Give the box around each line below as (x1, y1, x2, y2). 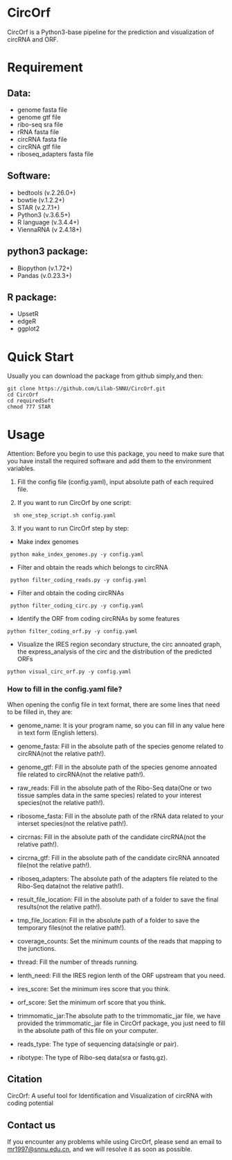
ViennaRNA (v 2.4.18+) (17, 225, 82, 233)
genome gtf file (17, 113, 61, 121)
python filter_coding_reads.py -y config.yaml (10, 577, 148, 584)
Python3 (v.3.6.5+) (17, 210, 71, 219)
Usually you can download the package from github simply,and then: (7, 372, 204, 380)
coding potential (7, 1099, 54, 1107)
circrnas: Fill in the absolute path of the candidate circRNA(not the (17, 832, 206, 841)
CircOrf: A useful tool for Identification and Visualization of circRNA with (7, 1092, 213, 1100)
